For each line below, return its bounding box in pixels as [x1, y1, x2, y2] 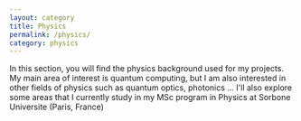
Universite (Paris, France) [9, 101, 104, 113]
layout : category [9, 13, 75, 23]
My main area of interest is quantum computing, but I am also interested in [9, 73, 287, 84]
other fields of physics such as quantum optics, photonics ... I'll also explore [9, 82, 292, 93]
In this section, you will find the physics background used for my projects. [9, 63, 285, 74]
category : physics [9, 38, 79, 48]
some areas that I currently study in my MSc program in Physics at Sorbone [9, 92, 291, 103]
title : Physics [9, 22, 67, 31]
